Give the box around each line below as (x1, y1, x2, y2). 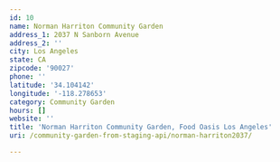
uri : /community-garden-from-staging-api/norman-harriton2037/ (9, 131, 253, 140)
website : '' (9, 114, 54, 123)
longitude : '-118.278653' (9, 89, 107, 98)
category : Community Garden (9, 97, 116, 107)
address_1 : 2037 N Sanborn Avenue (9, 30, 140, 39)
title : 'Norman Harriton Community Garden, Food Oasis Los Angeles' (9, 123, 273, 132)
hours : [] (9, 106, 47, 115)
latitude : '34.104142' (9, 81, 95, 90)
